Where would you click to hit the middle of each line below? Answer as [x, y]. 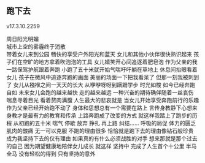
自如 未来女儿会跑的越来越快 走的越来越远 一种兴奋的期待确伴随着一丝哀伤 [100, 92]
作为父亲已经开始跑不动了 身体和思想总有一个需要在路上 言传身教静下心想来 [102, 108]
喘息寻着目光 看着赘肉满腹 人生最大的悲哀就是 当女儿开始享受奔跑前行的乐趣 [103, 100]
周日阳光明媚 [22, 39]
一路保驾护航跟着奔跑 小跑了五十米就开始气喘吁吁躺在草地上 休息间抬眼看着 [102, 69]
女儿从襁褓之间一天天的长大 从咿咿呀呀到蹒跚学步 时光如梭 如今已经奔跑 [104, 85]
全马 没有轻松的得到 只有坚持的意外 [51, 154]
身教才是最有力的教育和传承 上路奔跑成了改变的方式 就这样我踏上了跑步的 [99, 115]
